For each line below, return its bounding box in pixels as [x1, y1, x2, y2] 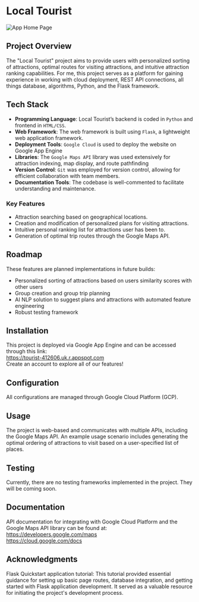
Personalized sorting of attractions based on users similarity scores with [14, 277, 192, 284]
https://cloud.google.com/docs [6, 537, 82, 544]
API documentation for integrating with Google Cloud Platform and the [6, 518, 178, 525]
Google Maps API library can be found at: [6, 524, 108, 531]
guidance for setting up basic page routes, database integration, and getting [6, 576, 193, 584]
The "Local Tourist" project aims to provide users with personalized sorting [6, 57, 190, 64]
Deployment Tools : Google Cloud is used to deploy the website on [14, 141, 177, 148]
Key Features [6, 199, 46, 208]
